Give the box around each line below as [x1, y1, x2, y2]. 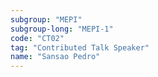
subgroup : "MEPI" [10, 14, 83, 25]
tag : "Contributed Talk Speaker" [10, 42, 150, 53]
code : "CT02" [10, 33, 65, 43]
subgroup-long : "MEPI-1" [10, 24, 114, 34]
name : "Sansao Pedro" [10, 52, 101, 62]
